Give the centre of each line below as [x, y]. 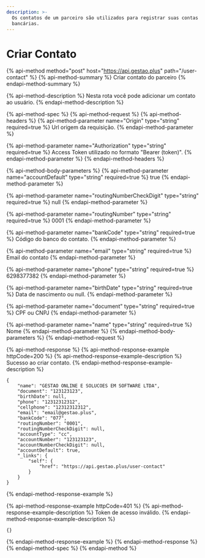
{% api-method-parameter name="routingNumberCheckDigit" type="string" [102, 196]
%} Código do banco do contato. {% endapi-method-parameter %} [91, 239]
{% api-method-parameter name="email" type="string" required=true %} [99, 251]
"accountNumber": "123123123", [57, 440]
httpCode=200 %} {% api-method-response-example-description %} [94, 356]
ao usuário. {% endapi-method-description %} [65, 103]
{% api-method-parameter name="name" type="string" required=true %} [99, 325]
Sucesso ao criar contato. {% [43, 363]
